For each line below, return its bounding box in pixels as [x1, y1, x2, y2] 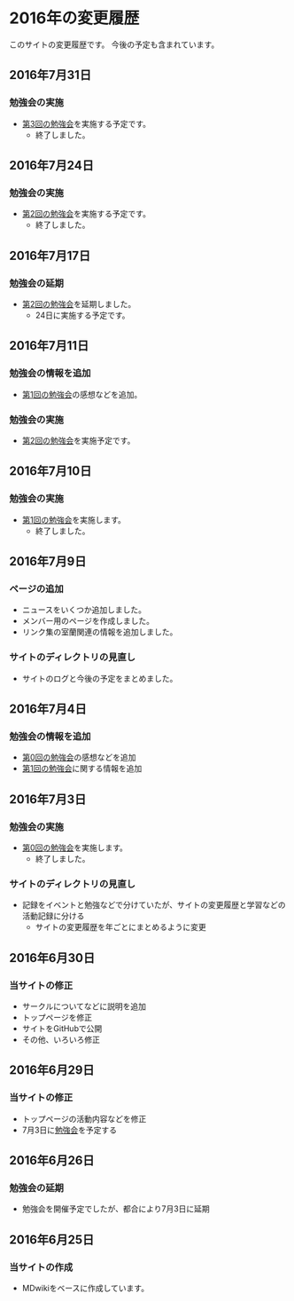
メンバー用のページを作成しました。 [21, 616, 155, 627]
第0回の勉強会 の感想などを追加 [21, 752, 136, 763]
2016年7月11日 [9, 338, 89, 353]
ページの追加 [9, 582, 64, 595]
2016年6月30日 [9, 950, 96, 966]
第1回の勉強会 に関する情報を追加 [21, 763, 143, 774]
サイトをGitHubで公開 [21, 1023, 103, 1034]
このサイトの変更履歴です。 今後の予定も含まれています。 [9, 39, 220, 50]
